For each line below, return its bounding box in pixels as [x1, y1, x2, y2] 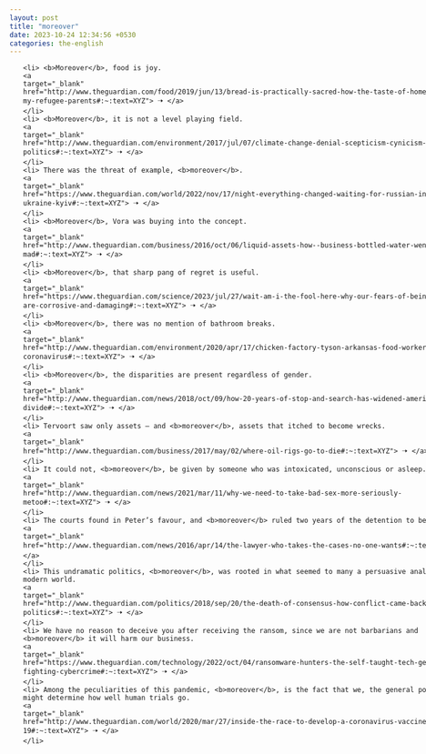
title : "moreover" [9, 22, 79, 31]
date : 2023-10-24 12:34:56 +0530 [9, 30, 137, 39]
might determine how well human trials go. [22, 693, 191, 703]
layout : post [9, 13, 59, 23]
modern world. [22, 575, 76, 585]
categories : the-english [9, 38, 104, 48]
